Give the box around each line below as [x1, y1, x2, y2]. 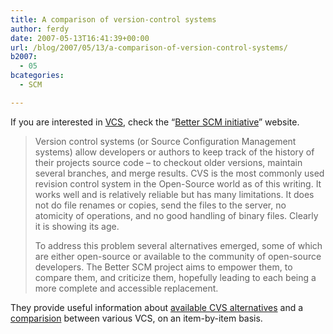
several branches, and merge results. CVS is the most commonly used [34, 167, 325, 179]
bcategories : [10, 71, 65, 81]
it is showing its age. [34, 220, 120, 232]
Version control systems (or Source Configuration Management [34, 135, 297, 147]
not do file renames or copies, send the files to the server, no [34, 199, 287, 211]
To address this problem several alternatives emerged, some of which [34, 239, 323, 251]
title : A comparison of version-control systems [10, 14, 217, 25]
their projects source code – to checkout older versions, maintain [34, 156, 303, 168]
